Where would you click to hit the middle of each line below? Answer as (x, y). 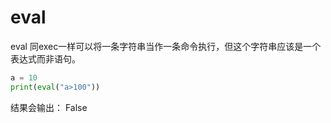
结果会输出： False (49, 107)
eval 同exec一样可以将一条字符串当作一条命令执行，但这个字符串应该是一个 (166, 46)
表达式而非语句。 (45, 58)
